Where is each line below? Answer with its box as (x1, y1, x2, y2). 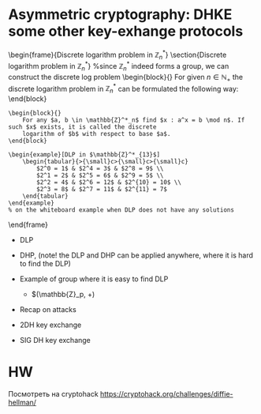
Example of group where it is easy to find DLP (19, 274, 169, 284)
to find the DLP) (19, 259, 71, 269)
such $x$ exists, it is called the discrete (8, 123, 157, 131)
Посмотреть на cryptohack (8, 390, 99, 399)
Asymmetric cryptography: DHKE (8, 6, 233, 24)
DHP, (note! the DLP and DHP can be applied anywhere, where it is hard (19, 250, 254, 260)
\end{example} (8, 199, 55, 207)
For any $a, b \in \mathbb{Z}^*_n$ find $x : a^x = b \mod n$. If (22, 116, 245, 124)
